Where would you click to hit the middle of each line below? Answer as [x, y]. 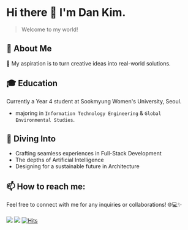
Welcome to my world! [50, 29]
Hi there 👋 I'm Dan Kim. [66, 13]
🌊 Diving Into [31, 139]
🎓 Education [32, 83]
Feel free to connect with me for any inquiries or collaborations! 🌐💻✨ [94, 205]
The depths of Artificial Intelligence [59, 160]
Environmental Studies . [45, 119]
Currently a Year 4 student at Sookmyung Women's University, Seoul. [94, 101]
